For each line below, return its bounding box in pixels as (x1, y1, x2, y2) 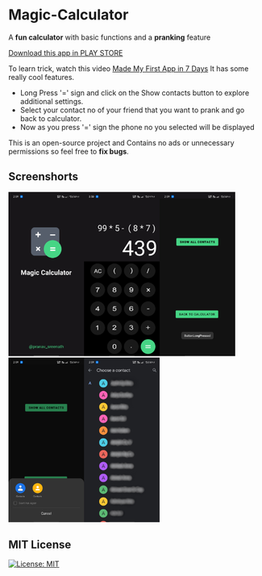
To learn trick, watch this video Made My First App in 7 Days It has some (8, 63, 249, 74)
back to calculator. (19, 113, 82, 123)
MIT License (8, 537, 72, 551)
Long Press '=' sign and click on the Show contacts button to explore (19, 87, 250, 98)
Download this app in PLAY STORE (8, 48, 123, 57)
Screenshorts (8, 170, 79, 183)
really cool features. (8, 72, 75, 82)
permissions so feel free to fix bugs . (8, 146, 129, 156)
